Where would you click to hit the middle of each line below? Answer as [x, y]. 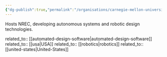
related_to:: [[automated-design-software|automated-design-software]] [79, 39]
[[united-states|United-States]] [37, 49]
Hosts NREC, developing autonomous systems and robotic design [73, 24]
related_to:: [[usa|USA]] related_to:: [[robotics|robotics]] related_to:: [74, 44]
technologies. [19, 29]
